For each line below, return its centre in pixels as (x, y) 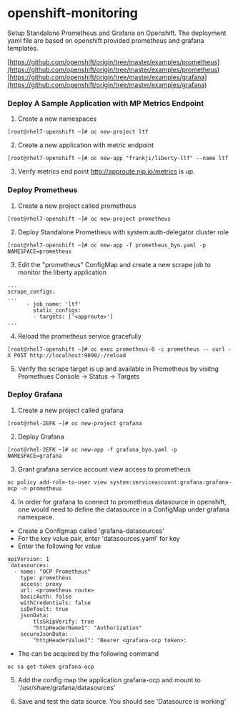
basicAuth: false (46, 597)
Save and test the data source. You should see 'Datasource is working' (122, 701)
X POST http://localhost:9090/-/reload (67, 355)
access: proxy (41, 584)
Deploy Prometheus (43, 190)
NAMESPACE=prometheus (40, 251)
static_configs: (57, 310)
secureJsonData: (45, 634)
